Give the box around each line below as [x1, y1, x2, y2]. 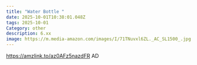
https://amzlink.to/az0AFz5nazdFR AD [6, 53, 99, 59]
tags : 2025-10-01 [6, 19, 49, 25]
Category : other [6, 25, 46, 31]
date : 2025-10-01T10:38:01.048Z [6, 14, 86, 20]
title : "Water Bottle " [6, 8, 65, 15]
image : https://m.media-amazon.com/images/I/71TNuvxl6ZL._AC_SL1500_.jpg [6, 36, 192, 42]
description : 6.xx [6, 31, 51, 37]
